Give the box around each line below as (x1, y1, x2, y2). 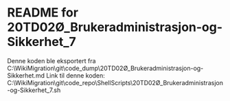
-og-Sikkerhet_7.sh (7, 86, 61, 94)
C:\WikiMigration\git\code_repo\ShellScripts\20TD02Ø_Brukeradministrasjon (7, 78, 223, 87)
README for (7, 5, 79, 21)
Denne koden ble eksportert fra (7, 56, 96, 65)
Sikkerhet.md (7, 71, 45, 80)
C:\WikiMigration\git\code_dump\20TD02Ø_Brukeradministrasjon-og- (7, 64, 204, 72)
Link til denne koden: (45, 71, 105, 80)
